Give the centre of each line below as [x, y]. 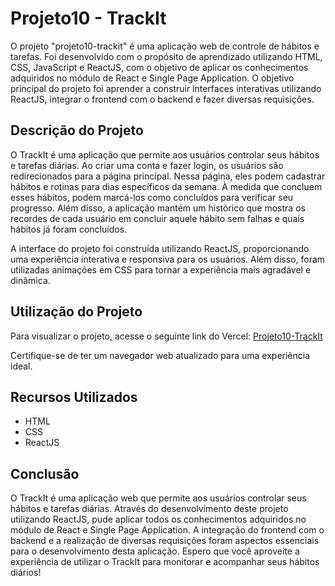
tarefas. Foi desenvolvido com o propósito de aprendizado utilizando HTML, [166, 56]
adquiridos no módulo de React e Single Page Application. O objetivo [152, 78]
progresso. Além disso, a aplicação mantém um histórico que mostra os [158, 208]
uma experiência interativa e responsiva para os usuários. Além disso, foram [168, 259]
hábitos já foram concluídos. [69, 229]
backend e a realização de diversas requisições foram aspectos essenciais [165, 541]
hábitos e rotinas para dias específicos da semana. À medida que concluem [166, 186]
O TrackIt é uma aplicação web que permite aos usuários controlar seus [158, 498]
